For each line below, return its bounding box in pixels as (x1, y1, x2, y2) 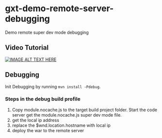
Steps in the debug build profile (5, 96, 81, 102)
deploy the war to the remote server (12, 127, 84, 133)
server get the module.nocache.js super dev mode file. (12, 112, 122, 118)
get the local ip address (12, 117, 60, 123)
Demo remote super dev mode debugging (5, 29, 89, 35)
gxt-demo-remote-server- (5, 3, 114, 14)
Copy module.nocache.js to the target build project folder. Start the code (12, 107, 158, 113)
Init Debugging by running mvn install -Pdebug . (5, 83, 101, 89)
